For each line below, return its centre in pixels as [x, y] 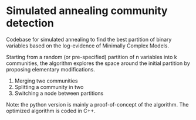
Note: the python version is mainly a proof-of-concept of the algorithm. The [97, 104]
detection [30, 23]
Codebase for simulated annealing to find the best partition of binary [89, 39]
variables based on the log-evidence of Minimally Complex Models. [87, 46]
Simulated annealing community [87, 11]
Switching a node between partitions [59, 93]
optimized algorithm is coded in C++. [51, 111]
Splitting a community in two [49, 87]
